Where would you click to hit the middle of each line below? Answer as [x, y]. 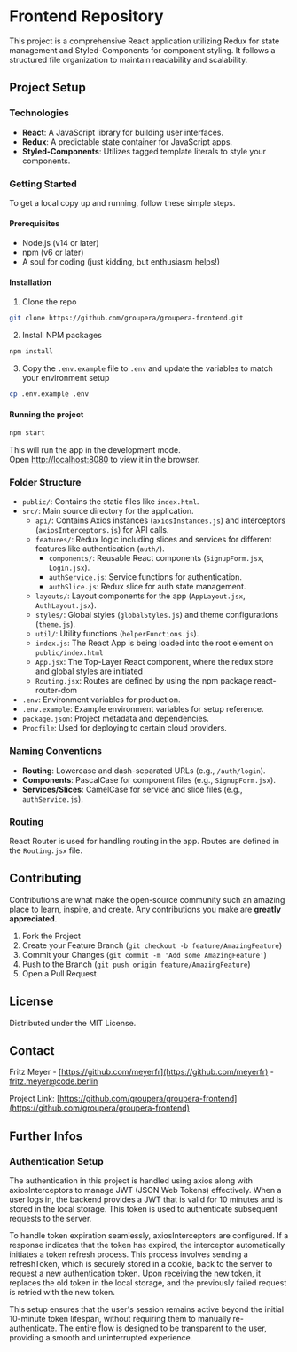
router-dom [56, 691]
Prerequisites [35, 223]
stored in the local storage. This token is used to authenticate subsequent [143, 1209]
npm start [27, 433]
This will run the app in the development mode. [95, 450]
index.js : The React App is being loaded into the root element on [154, 643]
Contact [32, 1051]
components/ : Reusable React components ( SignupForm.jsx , [156, 558]
